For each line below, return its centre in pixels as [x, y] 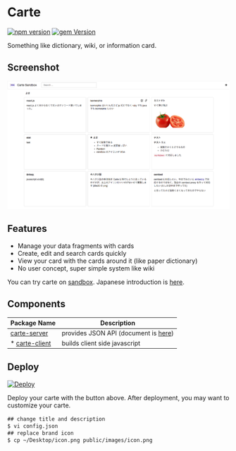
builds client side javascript [101, 343]
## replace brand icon [41, 433]
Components [36, 304]
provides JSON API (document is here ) [118, 333]
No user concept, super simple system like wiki [86, 268]
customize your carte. [39, 405]
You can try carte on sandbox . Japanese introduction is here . [96, 282]
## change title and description [56, 419]
